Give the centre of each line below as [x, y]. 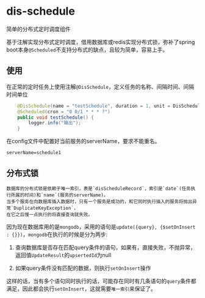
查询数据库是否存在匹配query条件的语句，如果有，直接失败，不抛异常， [106, 247]
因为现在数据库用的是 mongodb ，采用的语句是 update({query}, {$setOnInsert [101, 226]
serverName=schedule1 [34, 153]
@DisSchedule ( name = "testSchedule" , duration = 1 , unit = [94, 106]
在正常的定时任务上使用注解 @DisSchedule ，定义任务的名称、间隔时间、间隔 [100, 86]
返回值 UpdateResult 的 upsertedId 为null [63, 255]
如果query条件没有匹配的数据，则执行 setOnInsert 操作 [83, 268]
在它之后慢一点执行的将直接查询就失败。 [49, 214]
